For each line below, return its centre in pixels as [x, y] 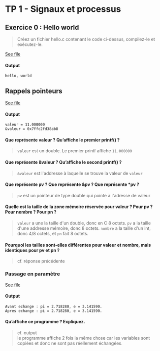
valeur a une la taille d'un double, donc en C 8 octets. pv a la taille [84, 223]
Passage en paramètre [33, 274]
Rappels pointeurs [34, 91]
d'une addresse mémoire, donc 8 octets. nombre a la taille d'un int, [84, 228]
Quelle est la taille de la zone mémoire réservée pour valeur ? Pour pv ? [79, 207]
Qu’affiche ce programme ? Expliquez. [45, 322]
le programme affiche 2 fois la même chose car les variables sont [83, 338]
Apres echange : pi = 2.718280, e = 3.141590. [54, 311]
